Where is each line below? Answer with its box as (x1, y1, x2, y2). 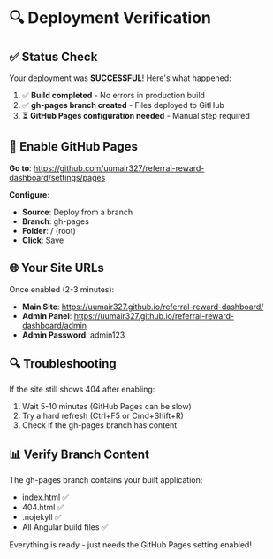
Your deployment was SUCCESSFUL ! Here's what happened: (9, 73, 231, 83)
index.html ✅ (21, 492, 69, 502)
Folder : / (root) (21, 225, 77, 236)
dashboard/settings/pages (9, 172, 106, 182)
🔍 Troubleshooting (9, 356, 117, 371)
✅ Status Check (9, 49, 98, 64)
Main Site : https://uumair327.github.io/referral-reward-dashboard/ (21, 301, 264, 312)
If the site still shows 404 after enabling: (9, 384, 155, 395)
